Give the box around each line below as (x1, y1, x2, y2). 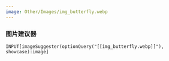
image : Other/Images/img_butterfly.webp (5, 8, 108, 15)
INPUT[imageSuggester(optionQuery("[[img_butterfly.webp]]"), (5, 43, 164, 50)
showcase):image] (5, 48, 49, 54)
